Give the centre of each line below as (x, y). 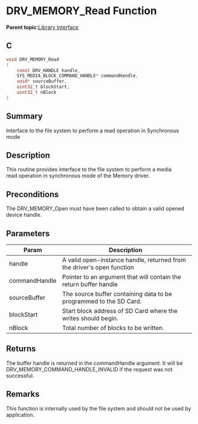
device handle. (24, 215)
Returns (21, 349)
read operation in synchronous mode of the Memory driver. (78, 176)
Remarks (23, 394)
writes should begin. (90, 318)
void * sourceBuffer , (42, 81)
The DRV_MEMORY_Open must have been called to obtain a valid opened (95, 208)
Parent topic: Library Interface (42, 27)
